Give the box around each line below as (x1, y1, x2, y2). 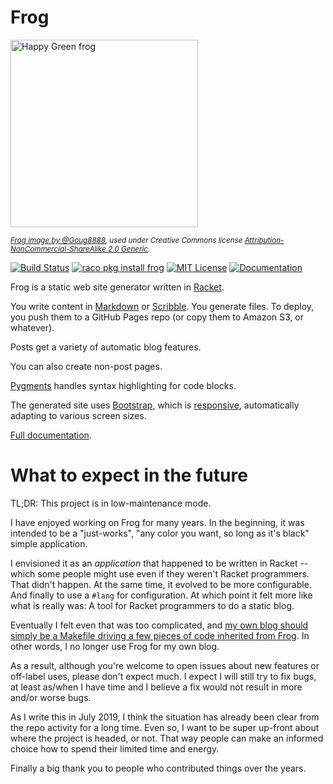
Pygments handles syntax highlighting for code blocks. (10, 379, 237, 391)
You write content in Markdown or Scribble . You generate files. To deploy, (10, 300, 315, 312)
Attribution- (244, 235, 285, 245)
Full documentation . (10, 429, 92, 441)
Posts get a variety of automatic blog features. (10, 341, 202, 353)
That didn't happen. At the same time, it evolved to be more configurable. (10, 578, 312, 590)
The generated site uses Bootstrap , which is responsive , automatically (10, 399, 300, 411)
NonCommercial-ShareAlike (10, 244, 107, 254)
